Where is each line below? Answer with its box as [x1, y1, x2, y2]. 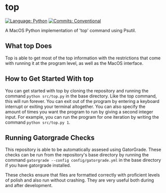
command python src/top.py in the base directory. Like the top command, [5, 93, 157, 99]
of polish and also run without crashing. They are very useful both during [5, 177, 155, 183]
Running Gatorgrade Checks [5, 133, 95, 142]
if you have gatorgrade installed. [5, 162, 71, 168]
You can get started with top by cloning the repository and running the [5, 88, 149, 94]
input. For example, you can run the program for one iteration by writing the [5, 114, 160, 120]
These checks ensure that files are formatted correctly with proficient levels [5, 172, 160, 178]
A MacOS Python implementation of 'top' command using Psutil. [5, 27, 136, 33]
